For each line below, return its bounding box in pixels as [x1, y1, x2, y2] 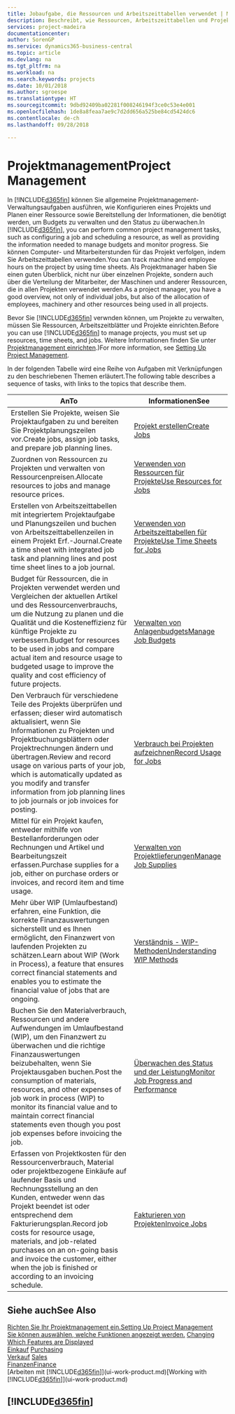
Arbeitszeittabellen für [134, 527, 208, 537]
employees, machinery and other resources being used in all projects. [7, 300, 208, 309]
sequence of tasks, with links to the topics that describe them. [7, 380, 187, 388]
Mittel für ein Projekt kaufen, [10, 816, 104, 826]
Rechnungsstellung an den [10, 1184, 99, 1194]
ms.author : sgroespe [7, 88, 68, 95]
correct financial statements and [10, 968, 117, 978]
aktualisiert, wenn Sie [10, 717, 81, 727]
